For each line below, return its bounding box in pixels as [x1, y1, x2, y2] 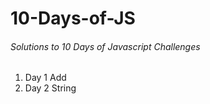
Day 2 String [24, 82, 77, 94]
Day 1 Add [24, 72, 67, 84]
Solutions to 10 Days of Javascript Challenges [10, 40, 201, 52]
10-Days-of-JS [10, 7, 136, 30]
